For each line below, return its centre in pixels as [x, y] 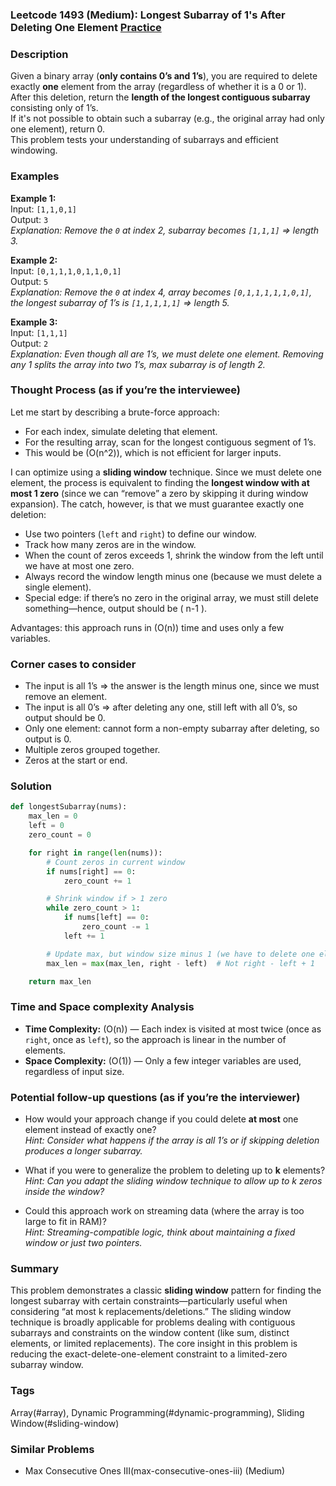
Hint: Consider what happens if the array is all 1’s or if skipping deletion [172, 1140]
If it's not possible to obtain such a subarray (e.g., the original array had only [167, 119]
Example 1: [33, 198]
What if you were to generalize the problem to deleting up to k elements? [175, 1170]
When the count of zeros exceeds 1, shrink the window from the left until [174, 555]
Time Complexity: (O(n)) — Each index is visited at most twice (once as [173, 1029]
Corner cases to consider [73, 664]
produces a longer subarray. [83, 1151]
